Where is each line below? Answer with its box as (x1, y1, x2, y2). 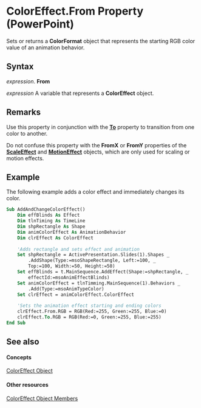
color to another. (6, 130, 48, 137)
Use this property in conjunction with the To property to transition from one (6, 123, 195, 130)
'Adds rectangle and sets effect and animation (17, 246, 140, 252)
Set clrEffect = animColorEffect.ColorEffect (17, 291, 135, 298)
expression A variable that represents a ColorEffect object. (6, 90, 154, 97)
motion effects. (6, 154, 44, 162)
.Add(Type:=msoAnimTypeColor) (28, 286, 104, 292)
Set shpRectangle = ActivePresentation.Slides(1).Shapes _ (17, 251, 170, 258)
